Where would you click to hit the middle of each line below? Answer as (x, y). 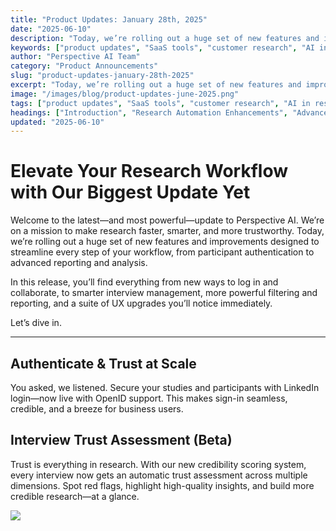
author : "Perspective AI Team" (75, 57)
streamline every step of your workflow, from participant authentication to (162, 252)
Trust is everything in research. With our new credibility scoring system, (158, 464)
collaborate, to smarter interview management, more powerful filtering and (164, 293)
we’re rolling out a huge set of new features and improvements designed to (165, 242)
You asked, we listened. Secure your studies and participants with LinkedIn (165, 387)
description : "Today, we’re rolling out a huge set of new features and (165, 38)
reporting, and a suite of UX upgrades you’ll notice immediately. (141, 303)
